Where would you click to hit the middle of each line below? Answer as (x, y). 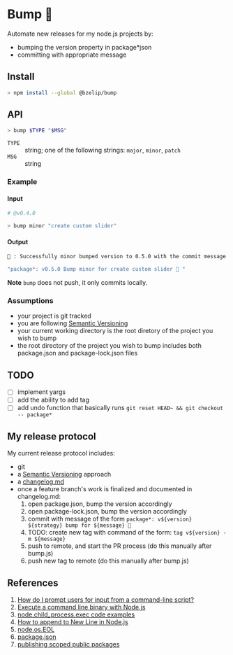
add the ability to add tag (53, 400)
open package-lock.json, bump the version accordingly (107, 512)
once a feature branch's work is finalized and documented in (105, 489)
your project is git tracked (54, 316)
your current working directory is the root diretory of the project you (115, 331)
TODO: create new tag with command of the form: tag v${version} (124, 533)
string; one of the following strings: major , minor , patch (103, 150)
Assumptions (30, 301)
